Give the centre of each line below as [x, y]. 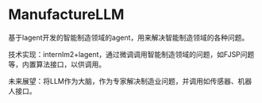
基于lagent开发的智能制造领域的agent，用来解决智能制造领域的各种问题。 [129, 37]
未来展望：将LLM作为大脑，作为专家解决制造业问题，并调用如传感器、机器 [130, 81]
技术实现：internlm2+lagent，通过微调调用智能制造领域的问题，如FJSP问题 [131, 54]
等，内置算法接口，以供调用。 [57, 64]
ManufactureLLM [66, 15]
